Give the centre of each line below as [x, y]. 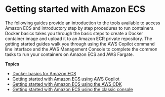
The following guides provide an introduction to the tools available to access [83, 23]
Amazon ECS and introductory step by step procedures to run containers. [80, 28]
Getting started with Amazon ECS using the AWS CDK [67, 84]
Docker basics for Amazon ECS [44, 73]
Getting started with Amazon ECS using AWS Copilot [66, 79]
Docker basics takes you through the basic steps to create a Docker [74, 33]
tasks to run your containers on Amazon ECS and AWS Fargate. [70, 54]
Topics [12, 64]
